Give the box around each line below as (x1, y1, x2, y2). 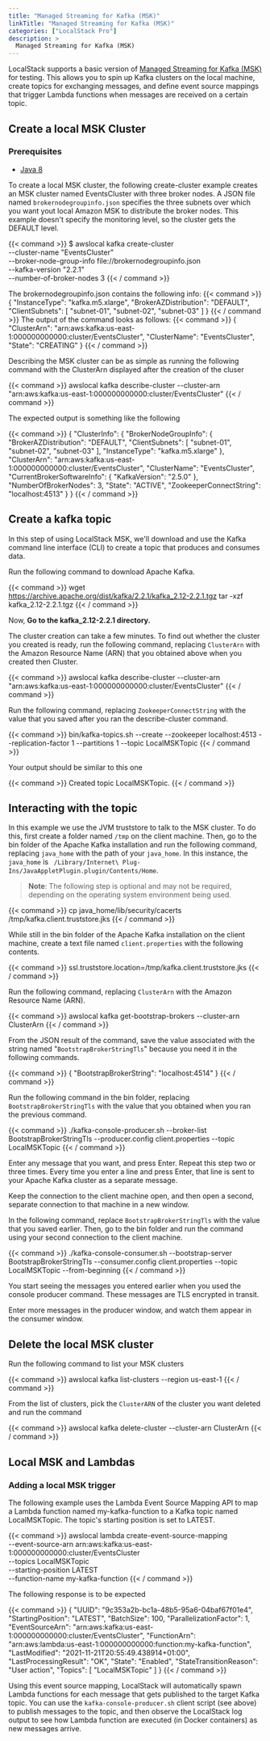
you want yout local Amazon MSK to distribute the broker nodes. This (8, 205, 239, 215)
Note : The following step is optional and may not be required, (27, 881, 232, 891)
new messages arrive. (8, 1723, 82, 1733)
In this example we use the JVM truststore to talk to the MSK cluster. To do (8, 822, 256, 833)
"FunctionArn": (146, 1630, 196, 1640)
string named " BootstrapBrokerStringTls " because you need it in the (8, 1044, 238, 1054)
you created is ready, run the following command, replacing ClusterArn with (8, 640, 260, 649)
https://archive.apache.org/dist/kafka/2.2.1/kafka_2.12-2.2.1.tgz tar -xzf (8, 591, 243, 601)
